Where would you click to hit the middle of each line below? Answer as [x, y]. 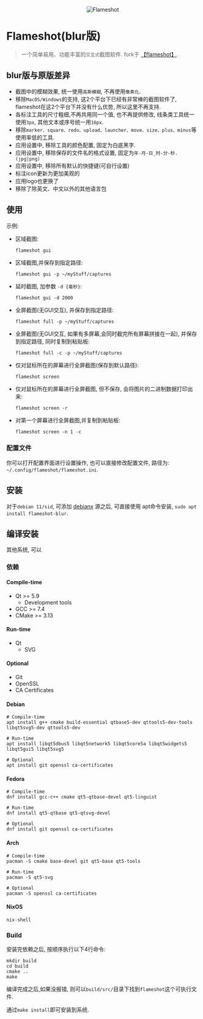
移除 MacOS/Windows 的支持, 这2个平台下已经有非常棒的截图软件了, [96, 99]
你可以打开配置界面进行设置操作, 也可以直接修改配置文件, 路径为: [88, 462]
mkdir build [21, 961]
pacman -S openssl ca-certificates [52, 893]
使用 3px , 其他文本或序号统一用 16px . [59, 122]
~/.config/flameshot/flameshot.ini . [53, 469]
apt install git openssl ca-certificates [60, 765]
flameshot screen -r [41, 408]
